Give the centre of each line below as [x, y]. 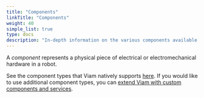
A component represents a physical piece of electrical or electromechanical [101, 58]
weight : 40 [20, 23]
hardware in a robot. [32, 64]
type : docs [20, 35]
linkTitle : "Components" [38, 18]
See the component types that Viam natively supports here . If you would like [102, 76]
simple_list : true [30, 29]
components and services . [40, 89]
